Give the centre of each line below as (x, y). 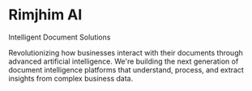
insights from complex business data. (71, 78)
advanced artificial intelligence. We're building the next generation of (124, 61)
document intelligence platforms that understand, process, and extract (126, 69)
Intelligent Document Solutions (60, 37)
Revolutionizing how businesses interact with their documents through (126, 52)
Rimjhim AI (45, 15)
